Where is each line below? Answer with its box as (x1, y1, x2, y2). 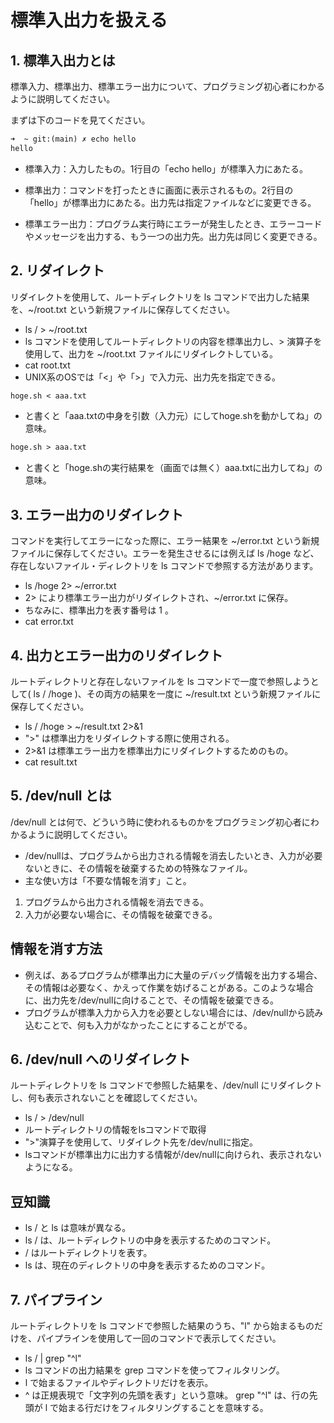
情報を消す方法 (10, 941, 103, 958)
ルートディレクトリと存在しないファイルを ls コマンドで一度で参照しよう (10, 675, 311, 687)
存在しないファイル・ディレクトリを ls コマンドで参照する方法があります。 (10, 560, 319, 572)
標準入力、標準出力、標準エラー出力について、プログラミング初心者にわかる (10, 81, 325, 92)
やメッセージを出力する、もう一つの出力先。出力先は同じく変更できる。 (24, 230, 323, 242)
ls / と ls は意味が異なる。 (24, 1222, 132, 1234)
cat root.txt (24, 359, 71, 371)
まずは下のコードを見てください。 (10, 114, 151, 126)
